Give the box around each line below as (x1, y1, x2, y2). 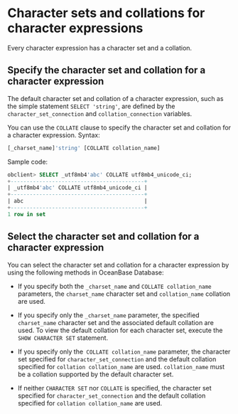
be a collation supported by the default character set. (17, 370, 174, 378)
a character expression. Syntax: (7, 130, 101, 139)
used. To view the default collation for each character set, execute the (17, 326, 223, 334)
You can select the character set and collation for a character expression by (7, 260, 229, 269)
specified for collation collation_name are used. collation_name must (17, 362, 225, 371)
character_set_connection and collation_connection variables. (7, 109, 193, 118)
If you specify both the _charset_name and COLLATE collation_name (17, 282, 212, 290)
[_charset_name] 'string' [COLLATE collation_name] (7, 144, 161, 152)
